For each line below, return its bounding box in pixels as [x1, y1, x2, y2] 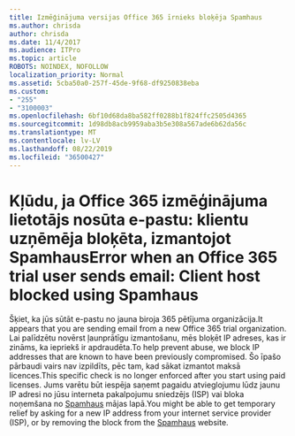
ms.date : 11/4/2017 [9, 37, 81, 47]
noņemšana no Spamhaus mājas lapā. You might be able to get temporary [9, 399, 276, 409]
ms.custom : [9, 87, 49, 96]
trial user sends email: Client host [9, 266, 261, 286]
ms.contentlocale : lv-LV [9, 136, 101, 145]
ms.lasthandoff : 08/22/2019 [9, 144, 113, 153]
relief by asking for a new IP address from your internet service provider [9, 408, 272, 418]
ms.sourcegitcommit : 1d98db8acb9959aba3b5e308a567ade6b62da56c [9, 120, 247, 129]
